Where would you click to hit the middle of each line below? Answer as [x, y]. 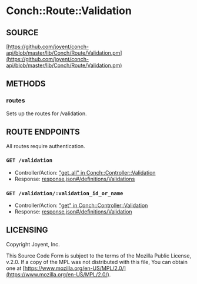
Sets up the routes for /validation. [46, 113]
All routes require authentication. [46, 146]
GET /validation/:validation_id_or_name [65, 193]
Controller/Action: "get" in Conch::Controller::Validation [81, 206]
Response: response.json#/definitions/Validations [75, 179]
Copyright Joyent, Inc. [33, 244]
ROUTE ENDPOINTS [43, 132]
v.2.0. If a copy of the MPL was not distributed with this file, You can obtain [97, 262]
